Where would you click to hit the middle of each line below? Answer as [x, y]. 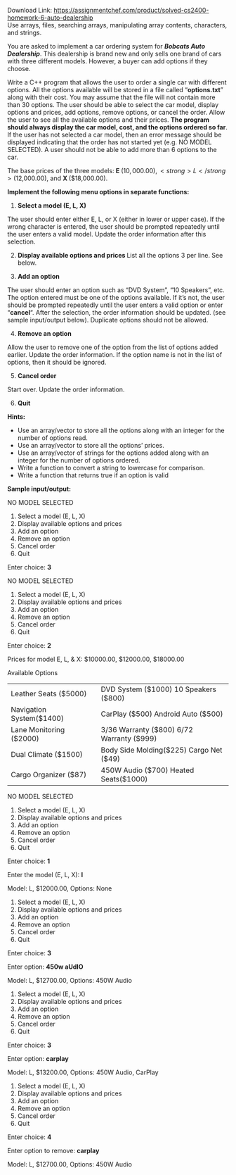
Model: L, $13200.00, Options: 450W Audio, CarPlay [83, 1072]
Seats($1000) [124, 779]
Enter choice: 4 [29, 1137]
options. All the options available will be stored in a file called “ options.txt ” [115, 90]
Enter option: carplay [38, 1058]
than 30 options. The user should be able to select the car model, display [113, 105]
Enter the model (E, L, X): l [45, 875]
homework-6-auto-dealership [50, 18]
